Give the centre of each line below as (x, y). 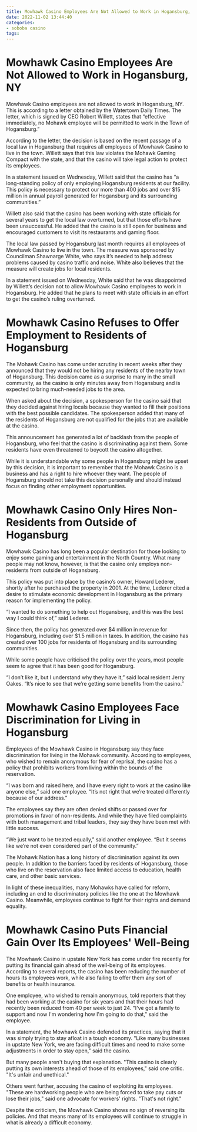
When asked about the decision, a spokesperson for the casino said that (94, 401)
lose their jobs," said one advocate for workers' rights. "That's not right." (94, 1098)
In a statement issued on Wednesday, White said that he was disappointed (96, 280)
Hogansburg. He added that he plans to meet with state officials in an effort (97, 293)
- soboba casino (26, 28)
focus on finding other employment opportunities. (66, 486)
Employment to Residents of (76, 335)
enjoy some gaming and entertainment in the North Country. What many (94, 557)
